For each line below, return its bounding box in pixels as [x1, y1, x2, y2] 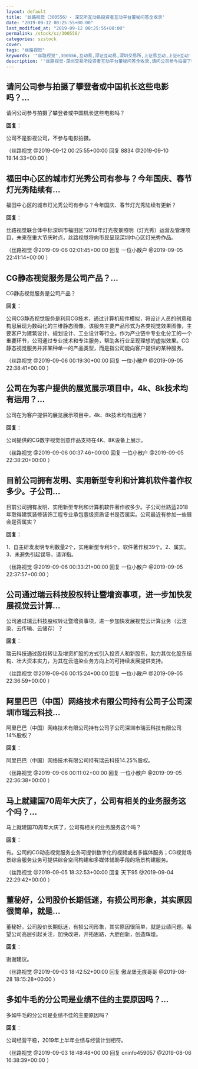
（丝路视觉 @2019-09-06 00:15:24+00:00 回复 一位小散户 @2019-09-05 [6, 670, 183, 677]
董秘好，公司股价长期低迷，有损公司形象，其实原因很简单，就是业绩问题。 [6, 923, 187, 930]
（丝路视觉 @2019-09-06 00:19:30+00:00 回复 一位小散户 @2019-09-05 [6, 357, 183, 364]
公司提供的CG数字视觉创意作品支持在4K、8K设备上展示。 [6, 436, 146, 444]
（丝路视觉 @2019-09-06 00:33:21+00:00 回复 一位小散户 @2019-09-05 [6, 563, 183, 570]
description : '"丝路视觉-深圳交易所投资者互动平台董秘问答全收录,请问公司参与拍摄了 [6, 58, 192, 64]
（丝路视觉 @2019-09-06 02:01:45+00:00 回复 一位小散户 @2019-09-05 [6, 247, 183, 254]
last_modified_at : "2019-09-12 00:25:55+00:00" [6, 25, 126, 31]
